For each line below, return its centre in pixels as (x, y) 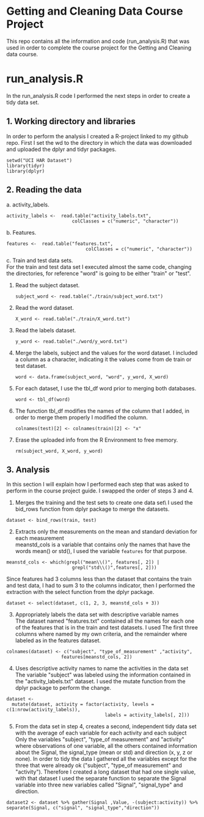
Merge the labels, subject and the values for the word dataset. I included (106, 353)
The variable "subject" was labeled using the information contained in (103, 675)
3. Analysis (28, 470)
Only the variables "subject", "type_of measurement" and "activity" (100, 739)
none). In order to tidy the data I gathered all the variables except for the (106, 759)
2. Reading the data (44, 190)
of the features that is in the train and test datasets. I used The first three (107, 628)
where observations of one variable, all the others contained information (106, 746)
